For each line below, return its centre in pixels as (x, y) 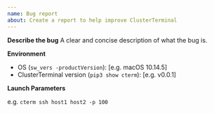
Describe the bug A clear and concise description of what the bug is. (107, 40)
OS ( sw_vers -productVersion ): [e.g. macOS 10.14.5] (92, 67)
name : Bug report (33, 14)
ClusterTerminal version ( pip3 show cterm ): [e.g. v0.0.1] (97, 75)
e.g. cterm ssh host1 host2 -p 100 (58, 101)
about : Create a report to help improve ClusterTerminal (92, 20)
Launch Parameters (36, 88)
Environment (26, 54)
